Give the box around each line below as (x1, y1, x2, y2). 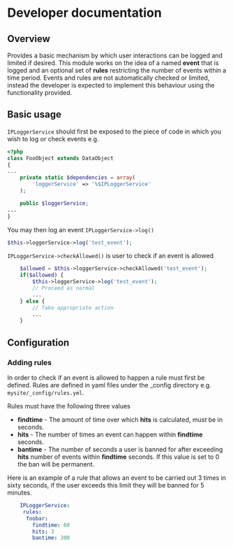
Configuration (7, 336, 70, 348)
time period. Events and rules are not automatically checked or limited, (7, 73, 210, 82)
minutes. (7, 488, 33, 497)
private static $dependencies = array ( (20, 174, 136, 181)
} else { (20, 297, 45, 305)
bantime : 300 (32, 534, 70, 541)
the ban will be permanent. (17, 460, 95, 468)
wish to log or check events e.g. (7, 134, 99, 143)
